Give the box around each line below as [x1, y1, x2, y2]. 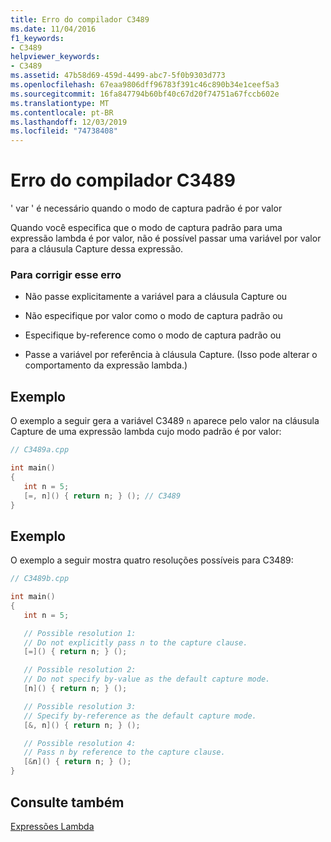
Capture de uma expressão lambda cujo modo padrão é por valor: [10, 426, 282, 438]
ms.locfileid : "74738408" [10, 126, 118, 136]
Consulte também [10, 794, 125, 811]
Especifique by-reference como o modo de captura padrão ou [24, 329, 282, 341]
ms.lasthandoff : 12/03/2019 [10, 117, 128, 127]
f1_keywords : [10, 33, 65, 43]
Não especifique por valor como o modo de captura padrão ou [24, 310, 283, 322]
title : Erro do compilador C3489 [10, 14, 150, 25]
